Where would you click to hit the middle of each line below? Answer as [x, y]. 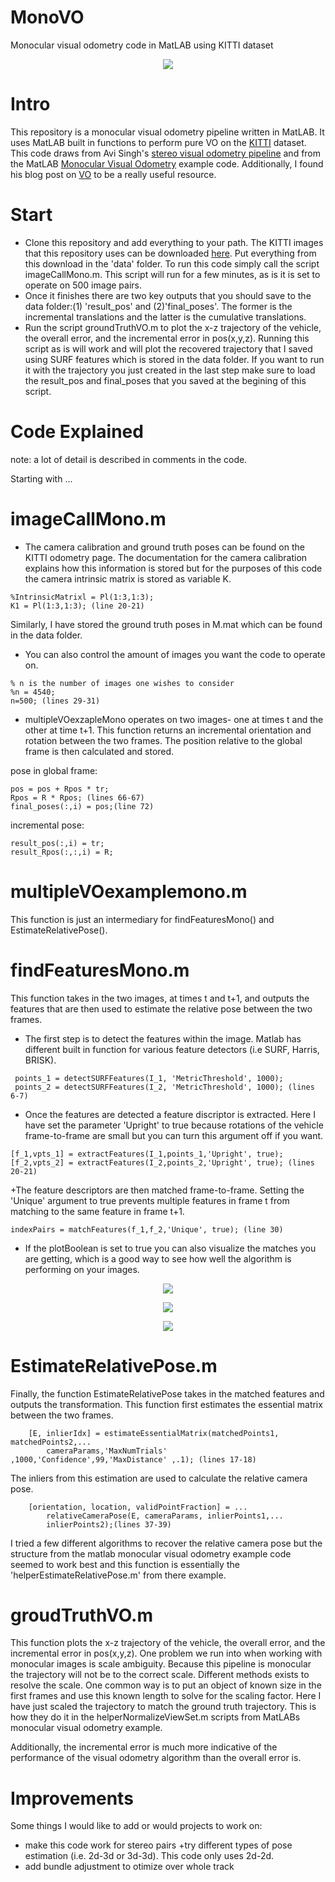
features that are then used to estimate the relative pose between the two [161, 1008]
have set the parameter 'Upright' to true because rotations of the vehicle [174, 1125]
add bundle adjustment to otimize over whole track [129, 1867]
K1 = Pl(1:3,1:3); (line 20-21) [77, 606]
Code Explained [77, 432]
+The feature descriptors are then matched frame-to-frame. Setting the [157, 1190]
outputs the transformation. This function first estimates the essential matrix [166, 1404]
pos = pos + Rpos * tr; [60, 789]
